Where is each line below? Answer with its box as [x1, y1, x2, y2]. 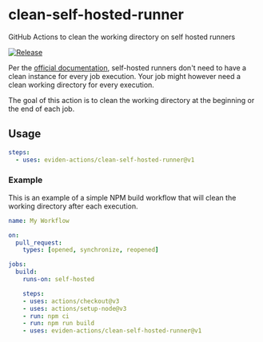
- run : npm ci [22, 312, 70, 320]
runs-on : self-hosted [22, 276, 94, 284]
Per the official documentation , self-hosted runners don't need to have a [8, 62, 246, 73]
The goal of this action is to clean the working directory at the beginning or [8, 95, 255, 105]
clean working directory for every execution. [8, 80, 154, 89]
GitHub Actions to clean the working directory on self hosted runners [8, 32, 236, 42]
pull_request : [15, 238, 62, 247]
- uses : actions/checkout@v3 [22, 297, 120, 305]
